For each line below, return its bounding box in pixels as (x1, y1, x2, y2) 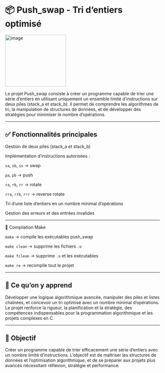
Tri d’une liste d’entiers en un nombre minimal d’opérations (5, 201, 124, 206)
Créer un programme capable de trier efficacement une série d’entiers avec (5, 347, 158, 353)
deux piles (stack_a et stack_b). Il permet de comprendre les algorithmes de (5, 101, 159, 107)
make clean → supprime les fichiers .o (5, 243, 82, 249)
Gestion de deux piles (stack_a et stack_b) (5, 143, 91, 149)
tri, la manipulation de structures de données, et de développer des (5, 106, 141, 112)
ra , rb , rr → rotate (5, 181, 42, 187)
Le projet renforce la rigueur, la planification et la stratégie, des (5, 305, 133, 311)
